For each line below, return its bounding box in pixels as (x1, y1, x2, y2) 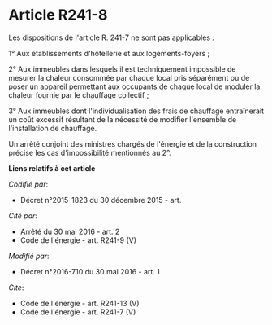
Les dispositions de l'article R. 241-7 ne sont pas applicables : (8, 33, 215, 42)
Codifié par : (8, 179, 49, 189)
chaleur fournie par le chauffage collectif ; (8, 90, 149, 99)
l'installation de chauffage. (8, 123, 97, 133)
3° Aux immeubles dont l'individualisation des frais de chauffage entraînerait (8, 106, 265, 116)
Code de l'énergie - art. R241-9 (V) (19, 235, 136, 245)
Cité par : (8, 210, 38, 221)
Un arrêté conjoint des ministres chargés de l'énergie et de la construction (8, 138, 257, 148)
